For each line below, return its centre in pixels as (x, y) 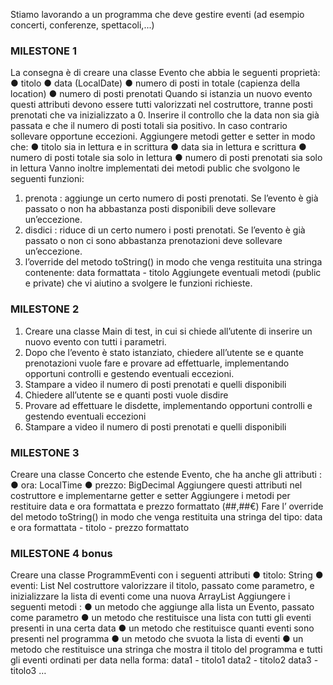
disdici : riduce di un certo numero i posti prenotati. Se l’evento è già (165, 230)
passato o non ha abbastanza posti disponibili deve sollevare (150, 209)
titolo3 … (28, 671)
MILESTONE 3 (45, 452)
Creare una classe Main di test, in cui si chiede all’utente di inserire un (168, 331)
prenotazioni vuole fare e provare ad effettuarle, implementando (157, 363)
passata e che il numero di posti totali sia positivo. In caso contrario (149, 126)
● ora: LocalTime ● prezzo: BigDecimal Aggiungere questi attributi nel (156, 485)
